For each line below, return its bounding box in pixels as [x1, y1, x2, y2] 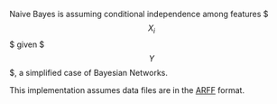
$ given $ [9, 39, 45, 50]
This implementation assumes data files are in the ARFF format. [9, 84, 245, 95]
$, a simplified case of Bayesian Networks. [9, 67, 169, 78]
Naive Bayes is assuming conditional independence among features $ [9, 9, 269, 19]
